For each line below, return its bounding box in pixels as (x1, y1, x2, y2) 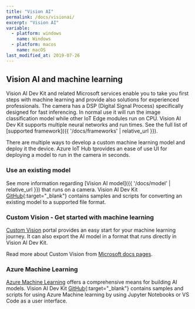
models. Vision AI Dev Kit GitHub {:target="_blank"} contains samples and (6, 285, 184, 292)
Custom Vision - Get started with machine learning (6, 213, 154, 221)
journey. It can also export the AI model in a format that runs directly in (6, 233, 177, 240)
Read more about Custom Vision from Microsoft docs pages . (6, 251, 153, 258)
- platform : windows (11, 31, 62, 37)
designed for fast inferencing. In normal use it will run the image (6, 109, 161, 116)
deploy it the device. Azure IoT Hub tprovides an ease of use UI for (6, 145, 167, 152)
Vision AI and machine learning (6, 74, 123, 84)
